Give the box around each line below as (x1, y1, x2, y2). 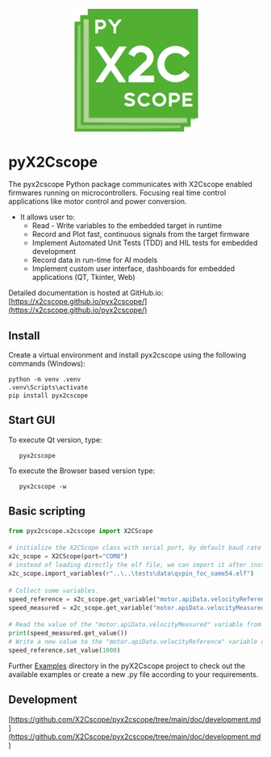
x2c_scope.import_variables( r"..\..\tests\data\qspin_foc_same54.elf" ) (8, 569, 254, 578)
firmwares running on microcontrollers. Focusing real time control (8, 188, 227, 198)
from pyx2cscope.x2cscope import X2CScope (8, 527, 153, 535)
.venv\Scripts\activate (8, 383, 89, 392)
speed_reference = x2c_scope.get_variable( (8, 595, 157, 603)
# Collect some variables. (8, 586, 99, 594)
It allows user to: (19, 212, 75, 222)
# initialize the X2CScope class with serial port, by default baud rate (8, 543, 262, 552)
